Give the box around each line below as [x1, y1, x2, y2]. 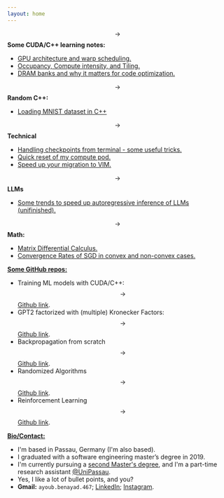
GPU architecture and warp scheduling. [17, 54, 132, 62]
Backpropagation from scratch [17, 337, 106, 346]
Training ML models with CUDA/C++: [17, 278, 125, 287]
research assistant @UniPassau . [17, 467, 111, 476]
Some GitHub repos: [7, 264, 68, 274]
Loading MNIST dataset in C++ [17, 107, 107, 116]
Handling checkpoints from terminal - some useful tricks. [17, 145, 182, 154]
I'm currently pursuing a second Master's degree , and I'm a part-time [17, 460, 218, 469]
